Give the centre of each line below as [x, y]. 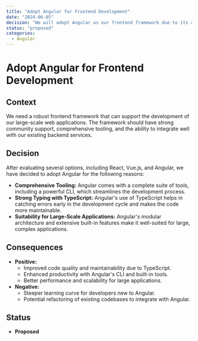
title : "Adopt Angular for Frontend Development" [68, 11]
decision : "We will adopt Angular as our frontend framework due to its [97, 22]
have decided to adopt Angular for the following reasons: [75, 173]
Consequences [35, 248]
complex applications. [41, 229]
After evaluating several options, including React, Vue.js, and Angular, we [95, 168]
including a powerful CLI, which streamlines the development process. [100, 191]
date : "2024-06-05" [30, 17]
